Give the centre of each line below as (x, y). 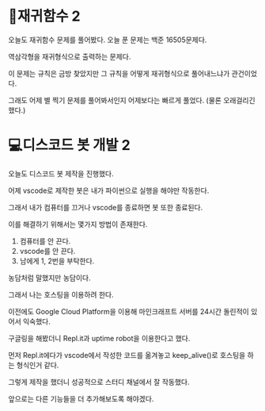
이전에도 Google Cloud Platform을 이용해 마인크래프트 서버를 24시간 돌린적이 (129, 311)
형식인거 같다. (38, 365)
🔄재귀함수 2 (44, 16)
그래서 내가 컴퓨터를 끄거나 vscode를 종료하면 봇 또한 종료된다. (106, 207)
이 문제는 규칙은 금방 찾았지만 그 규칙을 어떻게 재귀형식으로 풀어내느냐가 (119, 73)
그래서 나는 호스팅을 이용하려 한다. (61, 294)
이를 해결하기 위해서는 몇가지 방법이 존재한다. (78, 224)
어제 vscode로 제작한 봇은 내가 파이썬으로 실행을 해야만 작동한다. (109, 190)
